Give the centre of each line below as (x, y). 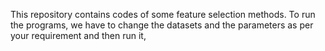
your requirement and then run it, (78, 35)
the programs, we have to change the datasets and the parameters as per (162, 25)
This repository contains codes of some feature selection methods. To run (163, 14)
